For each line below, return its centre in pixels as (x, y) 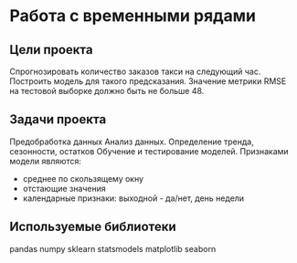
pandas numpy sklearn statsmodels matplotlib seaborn (113, 248)
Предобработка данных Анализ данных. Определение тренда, (132, 142)
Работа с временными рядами (133, 16)
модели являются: (46, 161)
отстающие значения (64, 188)
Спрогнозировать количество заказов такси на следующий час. (135, 71)
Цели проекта (51, 50)
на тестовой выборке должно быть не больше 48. (107, 91)
